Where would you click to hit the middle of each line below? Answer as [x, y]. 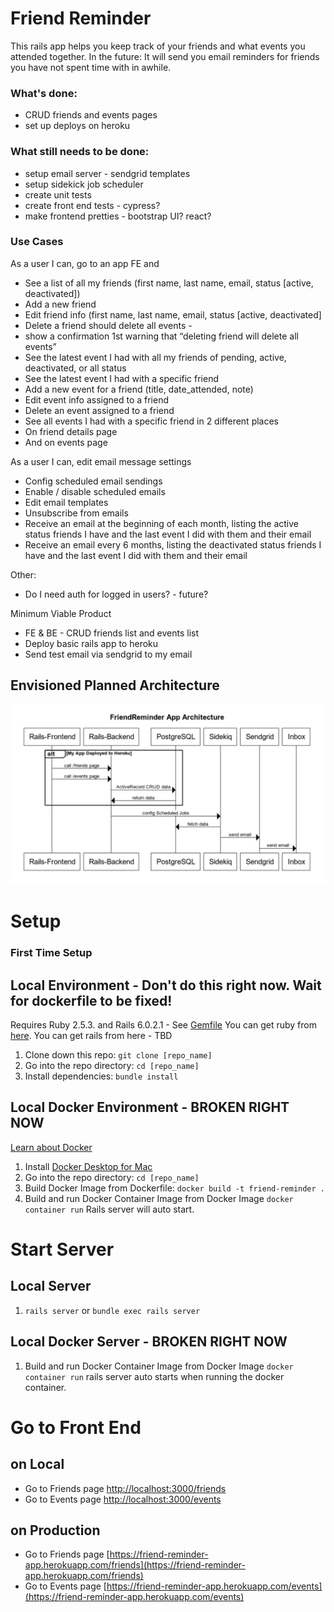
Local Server [51, 1286]
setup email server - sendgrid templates [107, 173]
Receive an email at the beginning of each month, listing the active [161, 523]
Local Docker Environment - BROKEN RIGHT [150, 1107]
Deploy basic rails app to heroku [91, 643]
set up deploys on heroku [77, 126]
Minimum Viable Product [61, 613]
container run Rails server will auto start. [109, 1209]
